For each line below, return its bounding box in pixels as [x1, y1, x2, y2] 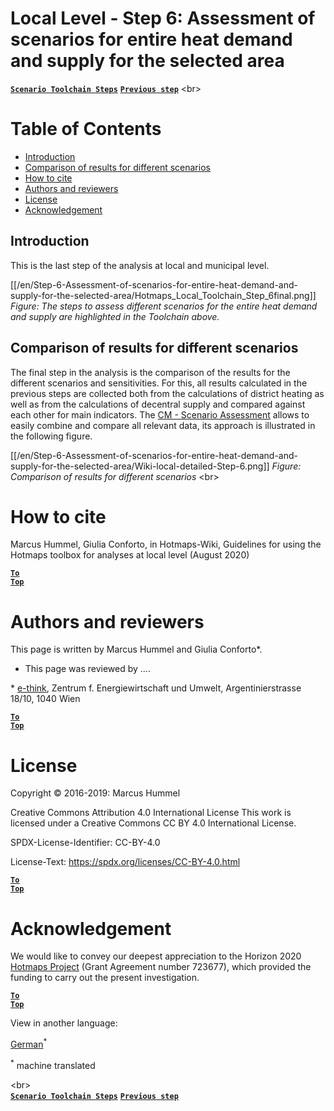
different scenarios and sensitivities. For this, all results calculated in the [10, 377, 308, 389]
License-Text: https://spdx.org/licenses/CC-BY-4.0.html [10, 856, 241, 868]
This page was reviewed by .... [24, 663, 151, 675]
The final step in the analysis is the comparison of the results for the [10, 366, 291, 378]
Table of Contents [10, 118, 162, 141]
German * [10, 1037, 48, 1050]
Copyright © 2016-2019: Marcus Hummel [10, 787, 181, 799]
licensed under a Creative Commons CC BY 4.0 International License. [10, 817, 297, 829]
